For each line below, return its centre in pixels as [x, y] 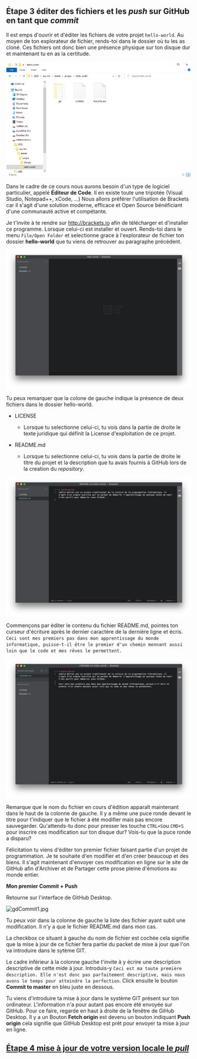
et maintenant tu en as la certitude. [48, 54]
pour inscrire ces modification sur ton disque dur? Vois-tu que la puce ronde [99, 832]
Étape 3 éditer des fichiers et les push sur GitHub [98, 11]
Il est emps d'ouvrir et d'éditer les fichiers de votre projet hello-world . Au [95, 35]
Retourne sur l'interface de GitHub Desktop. [59, 898]
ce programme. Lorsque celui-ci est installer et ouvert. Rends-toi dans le [94, 229]
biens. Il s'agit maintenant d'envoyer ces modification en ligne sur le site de [97, 862]
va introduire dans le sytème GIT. [46, 951]
